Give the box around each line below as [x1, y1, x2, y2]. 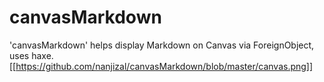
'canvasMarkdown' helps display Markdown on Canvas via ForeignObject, [9, 39, 315, 51]
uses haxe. [9, 49, 54, 61]
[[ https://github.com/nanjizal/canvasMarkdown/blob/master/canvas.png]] [9, 60, 314, 72]
